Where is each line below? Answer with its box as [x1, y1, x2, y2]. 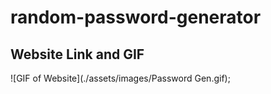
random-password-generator [10, 6, 262, 29]
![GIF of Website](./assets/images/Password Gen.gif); [10, 72, 231, 84]
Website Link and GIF [10, 46, 145, 63]
